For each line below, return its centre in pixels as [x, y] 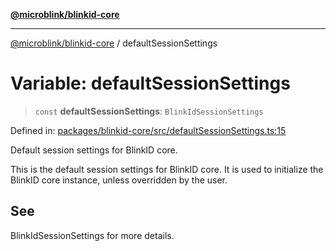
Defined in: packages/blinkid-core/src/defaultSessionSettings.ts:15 [148, 130]
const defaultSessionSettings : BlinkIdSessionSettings [149, 111]
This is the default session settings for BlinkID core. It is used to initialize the [167, 169]
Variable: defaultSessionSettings [150, 83]
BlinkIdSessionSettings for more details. [92, 235]
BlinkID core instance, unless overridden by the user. [119, 180]
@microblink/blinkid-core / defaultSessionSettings [114, 43]
